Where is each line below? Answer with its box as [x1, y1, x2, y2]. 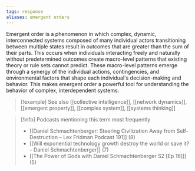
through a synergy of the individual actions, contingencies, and [6, 68, 160, 75]
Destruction [29, 133, 58, 140]
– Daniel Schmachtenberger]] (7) [29, 146, 109, 153]
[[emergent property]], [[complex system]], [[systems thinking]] [20, 104, 176, 111]
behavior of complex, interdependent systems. [6, 87, 120, 94]
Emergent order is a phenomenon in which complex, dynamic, [6, 30, 157, 37]
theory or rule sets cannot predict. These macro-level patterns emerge [6, 61, 178, 68]
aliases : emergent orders [6, 14, 70, 20]
